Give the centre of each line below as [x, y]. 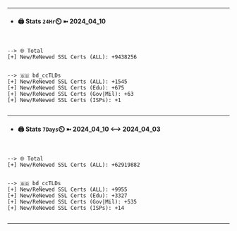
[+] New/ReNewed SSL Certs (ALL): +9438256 [72, 57]
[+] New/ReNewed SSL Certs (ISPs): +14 [66, 208]
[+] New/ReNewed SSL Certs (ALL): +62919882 [74, 165]
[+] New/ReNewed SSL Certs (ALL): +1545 [68, 82]
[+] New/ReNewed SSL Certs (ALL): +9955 [68, 190]
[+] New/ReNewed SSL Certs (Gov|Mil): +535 [72, 202]
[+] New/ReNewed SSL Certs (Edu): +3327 [68, 196]
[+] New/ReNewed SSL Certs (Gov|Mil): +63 [71, 94]
